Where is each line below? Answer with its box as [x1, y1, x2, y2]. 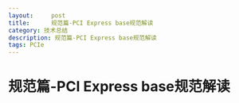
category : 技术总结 [8, 26, 69, 34]
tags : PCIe [8, 41, 45, 49]
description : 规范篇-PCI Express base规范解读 [8, 33, 158, 42]
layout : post [8, 11, 66, 20]
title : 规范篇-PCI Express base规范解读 [8, 19, 154, 27]
